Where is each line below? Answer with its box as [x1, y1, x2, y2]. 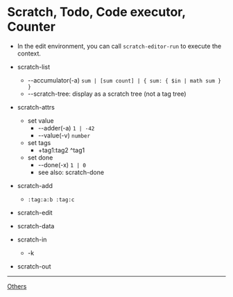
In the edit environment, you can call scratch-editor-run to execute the [17, 42, 222, 50]
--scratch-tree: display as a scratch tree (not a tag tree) [27, 90, 187, 98]
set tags [27, 138, 51, 146]
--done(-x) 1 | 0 [37, 160, 87, 169]
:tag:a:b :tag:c [27, 196, 75, 203]
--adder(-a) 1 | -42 [37, 124, 95, 132]
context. [17, 49, 42, 58]
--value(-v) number [37, 131, 91, 139]
